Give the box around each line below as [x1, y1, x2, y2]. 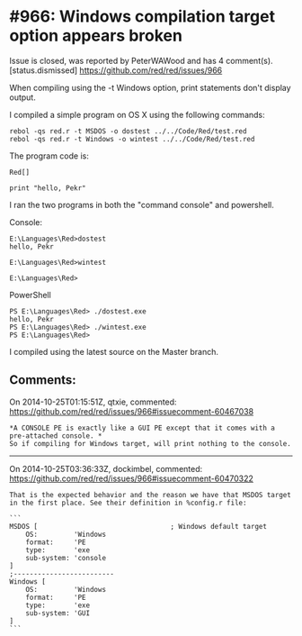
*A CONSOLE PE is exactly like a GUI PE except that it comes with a [9, 423, 276, 432]
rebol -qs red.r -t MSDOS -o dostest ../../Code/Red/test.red [9, 126, 247, 136]
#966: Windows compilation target [9, 6, 276, 27]
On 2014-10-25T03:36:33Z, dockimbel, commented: [9, 463, 203, 474]
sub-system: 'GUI [25, 608, 91, 618]
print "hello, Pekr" [9, 183, 87, 193]
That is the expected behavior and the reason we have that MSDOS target [9, 490, 292, 499]
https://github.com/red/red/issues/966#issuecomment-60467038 [9, 405, 254, 416]
